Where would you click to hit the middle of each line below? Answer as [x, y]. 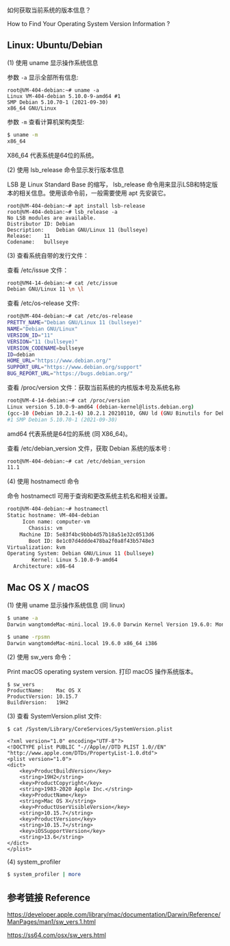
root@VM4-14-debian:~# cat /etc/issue [62, 283]
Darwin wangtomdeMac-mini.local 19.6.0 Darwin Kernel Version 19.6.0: [110, 624]
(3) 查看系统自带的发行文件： [48, 255]
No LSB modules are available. [52, 218]
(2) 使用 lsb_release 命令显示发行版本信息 [66, 169]
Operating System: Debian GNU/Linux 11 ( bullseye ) [81, 554]
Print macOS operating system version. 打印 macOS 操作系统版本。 [102, 672]
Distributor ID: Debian [41, 224]
